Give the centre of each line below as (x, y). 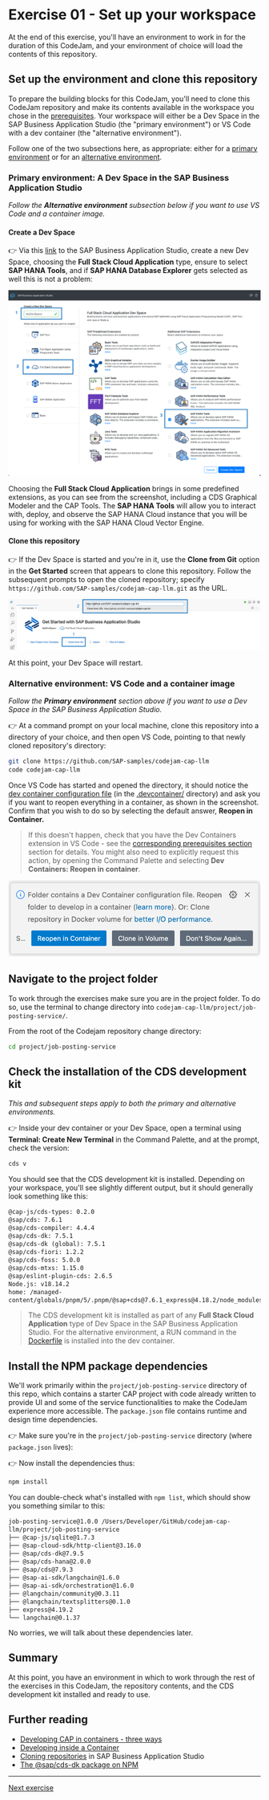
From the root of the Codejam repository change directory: (105, 1031)
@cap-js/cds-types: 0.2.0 (51, 1212)
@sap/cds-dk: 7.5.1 (41, 1236)
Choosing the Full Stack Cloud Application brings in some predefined (124, 488)
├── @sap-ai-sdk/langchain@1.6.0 (64, 1578)
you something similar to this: (57, 1505)
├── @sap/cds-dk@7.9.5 (46, 1554)
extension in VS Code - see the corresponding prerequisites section (140, 844)
